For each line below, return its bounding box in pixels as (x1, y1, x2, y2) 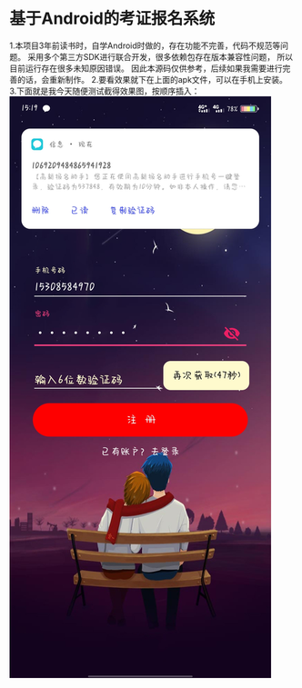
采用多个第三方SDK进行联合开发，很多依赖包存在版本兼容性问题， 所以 (26, 51, 294, 62)
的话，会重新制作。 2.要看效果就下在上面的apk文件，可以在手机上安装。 (16, 74, 288, 85)
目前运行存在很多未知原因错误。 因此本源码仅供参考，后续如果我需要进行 (9, 63, 283, 74)
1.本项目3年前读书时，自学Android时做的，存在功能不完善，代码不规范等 (9, 40, 281, 51)
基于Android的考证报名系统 (9, 8, 216, 29)
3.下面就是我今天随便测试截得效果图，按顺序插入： (9, 85, 200, 96)
